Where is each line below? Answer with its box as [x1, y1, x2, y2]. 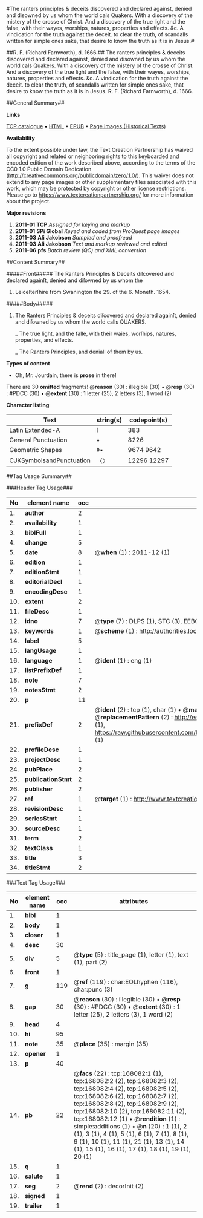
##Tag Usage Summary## [6, 473, 72, 480]
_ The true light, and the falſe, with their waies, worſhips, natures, [14, 330, 176, 337]
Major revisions [6, 209, 47, 217]
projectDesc [25, 756, 61, 764]
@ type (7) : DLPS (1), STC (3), [94, 617, 182, 625]
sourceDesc [25, 824, 60, 833]
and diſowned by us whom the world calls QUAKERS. [14, 318, 147, 326]
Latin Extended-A [9, 426, 60, 434]
